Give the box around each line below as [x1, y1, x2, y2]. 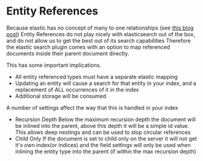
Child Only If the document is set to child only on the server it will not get [15, 134, 197, 142]
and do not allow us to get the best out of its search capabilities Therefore [6, 37, 191, 44]
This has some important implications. [6, 62, 102, 69]
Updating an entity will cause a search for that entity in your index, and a [15, 80, 196, 87]
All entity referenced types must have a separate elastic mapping [15, 73, 178, 80]
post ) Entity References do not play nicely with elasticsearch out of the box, [6, 30, 195, 37]
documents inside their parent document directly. [6, 49, 129, 57]
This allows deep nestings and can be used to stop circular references [15, 128, 191, 136]
